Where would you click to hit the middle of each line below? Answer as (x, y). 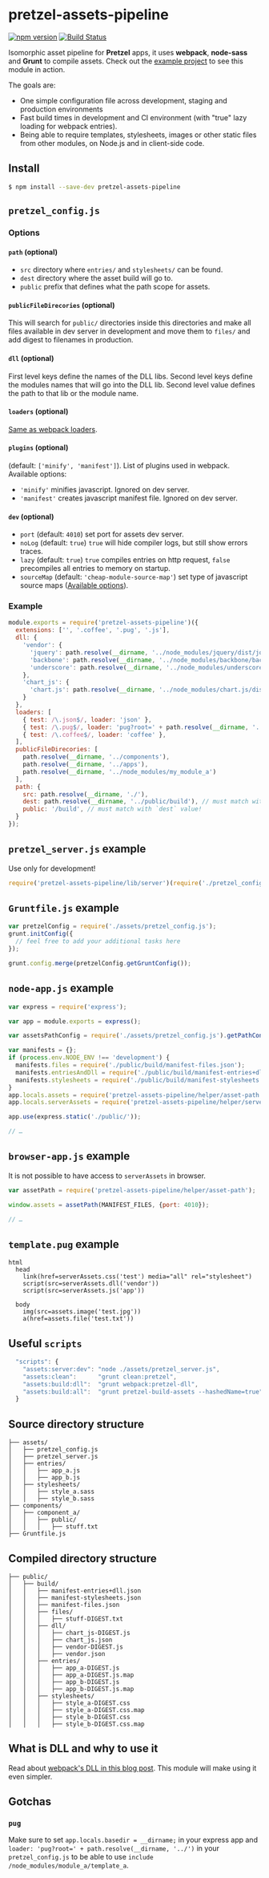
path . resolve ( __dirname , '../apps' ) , (86, 765)
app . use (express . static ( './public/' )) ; (75, 1117)
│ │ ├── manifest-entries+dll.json (75, 1591)
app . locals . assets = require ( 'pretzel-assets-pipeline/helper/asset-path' (136, 1095)
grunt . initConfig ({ (41, 934)
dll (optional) (31, 358)
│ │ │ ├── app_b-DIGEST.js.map (71, 1689)
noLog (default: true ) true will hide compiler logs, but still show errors (134, 543)
